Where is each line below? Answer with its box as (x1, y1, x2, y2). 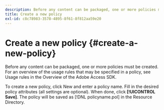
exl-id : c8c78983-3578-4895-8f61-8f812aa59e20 (5, 16, 102, 21)
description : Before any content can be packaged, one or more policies (5, 7, 156, 12)
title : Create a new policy (5, 12, 62, 17)
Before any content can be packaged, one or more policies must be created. (5, 64, 159, 70)
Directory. (5, 99, 25, 105)
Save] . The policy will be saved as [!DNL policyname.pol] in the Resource (5, 94, 152, 100)
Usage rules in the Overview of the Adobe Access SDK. (5, 74, 117, 80)
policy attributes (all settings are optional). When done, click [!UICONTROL (5, 89, 156, 95)
